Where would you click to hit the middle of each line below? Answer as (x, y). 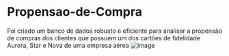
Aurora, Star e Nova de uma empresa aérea (68, 45)
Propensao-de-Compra (75, 12)
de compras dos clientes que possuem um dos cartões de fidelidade (104, 38)
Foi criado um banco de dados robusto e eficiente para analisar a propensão (115, 31)
